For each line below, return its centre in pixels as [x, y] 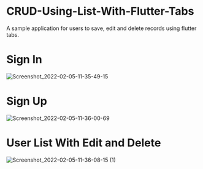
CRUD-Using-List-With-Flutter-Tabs [100, 11]
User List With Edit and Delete [84, 143]
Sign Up [27, 101]
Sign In [24, 60]
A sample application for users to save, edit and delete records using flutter [101, 28]
